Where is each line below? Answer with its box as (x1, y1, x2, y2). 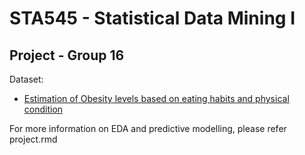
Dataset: (9, 73, 44, 85)
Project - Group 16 (9, 47, 125, 64)
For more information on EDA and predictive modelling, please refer (9, 123, 287, 134)
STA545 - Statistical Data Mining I (9, 7, 296, 30)
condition (23, 103, 64, 115)
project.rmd (9, 133, 58, 145)
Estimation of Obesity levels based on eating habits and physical (23, 93, 290, 104)
